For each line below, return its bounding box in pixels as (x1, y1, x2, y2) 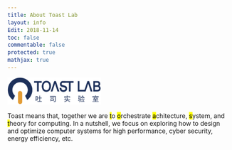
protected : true (7, 49, 56, 56)
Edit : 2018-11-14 (7, 26, 59, 33)
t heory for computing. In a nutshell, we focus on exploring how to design (7, 119, 221, 127)
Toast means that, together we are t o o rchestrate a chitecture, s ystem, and (7, 111, 226, 120)
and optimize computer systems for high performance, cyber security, (7, 127, 213, 135)
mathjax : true (7, 57, 50, 64)
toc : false (7, 34, 40, 41)
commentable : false (7, 41, 65, 49)
